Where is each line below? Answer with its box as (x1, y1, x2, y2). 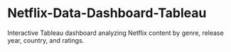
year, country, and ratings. (7, 36, 85, 44)
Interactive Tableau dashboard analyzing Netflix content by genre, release (7, 28, 224, 37)
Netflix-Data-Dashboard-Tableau (7, 5, 207, 21)
